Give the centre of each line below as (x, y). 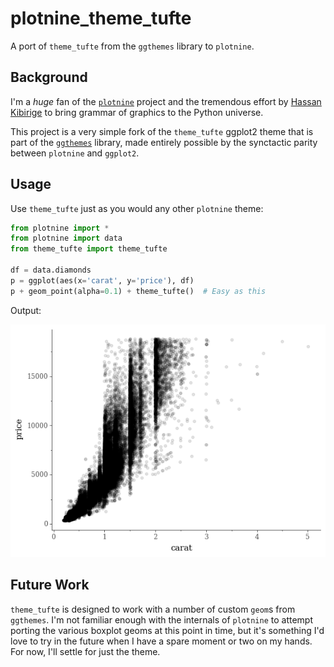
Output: (26, 310)
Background (49, 77)
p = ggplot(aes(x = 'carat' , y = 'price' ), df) (102, 280)
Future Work (50, 585)
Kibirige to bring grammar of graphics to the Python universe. (137, 112)
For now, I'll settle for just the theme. (85, 651)
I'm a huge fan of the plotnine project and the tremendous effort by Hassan (166, 101)
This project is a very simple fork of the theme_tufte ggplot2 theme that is (162, 131)
